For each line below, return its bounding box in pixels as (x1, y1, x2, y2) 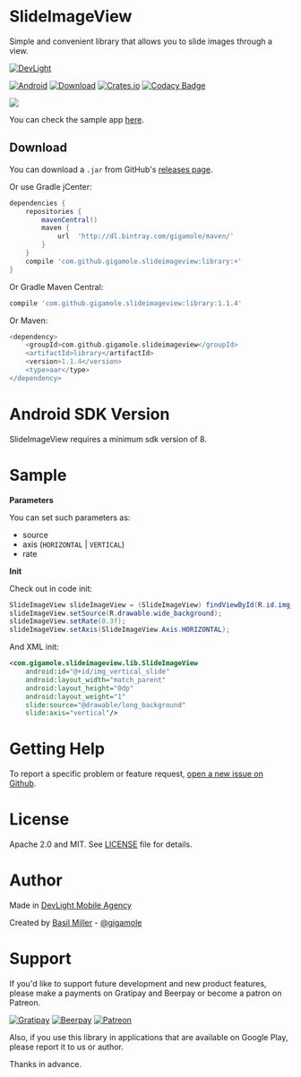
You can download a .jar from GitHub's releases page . (9, 164, 213, 175)
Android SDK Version (9, 404, 170, 424)
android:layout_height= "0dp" (25, 683, 134, 693)
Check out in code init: (9, 583, 92, 594)
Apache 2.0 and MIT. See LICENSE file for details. (9, 839, 193, 850)
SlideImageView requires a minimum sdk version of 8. (9, 433, 208, 444)
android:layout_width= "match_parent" (25, 675, 167, 684)
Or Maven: (9, 315, 48, 326)
